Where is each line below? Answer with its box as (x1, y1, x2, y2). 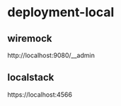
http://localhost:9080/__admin (7, 51, 96, 59)
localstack (7, 71, 54, 83)
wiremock (7, 33, 52, 45)
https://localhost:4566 (7, 90, 73, 99)
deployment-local (7, 4, 115, 20)
